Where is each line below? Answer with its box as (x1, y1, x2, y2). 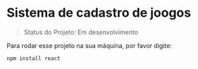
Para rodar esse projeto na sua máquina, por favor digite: (6, 41, 172, 49)
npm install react (6, 54, 61, 62)
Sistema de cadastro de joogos (6, 5, 192, 21)
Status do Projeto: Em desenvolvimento (23, 28, 139, 36)
